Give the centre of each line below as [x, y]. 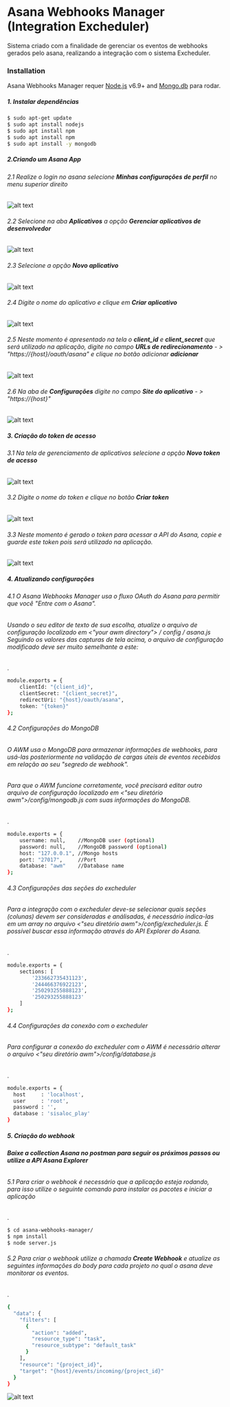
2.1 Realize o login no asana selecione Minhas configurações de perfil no [112, 177]
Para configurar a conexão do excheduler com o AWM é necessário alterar [114, 1047]
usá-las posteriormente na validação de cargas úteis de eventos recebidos [114, 757]
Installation [26, 71]
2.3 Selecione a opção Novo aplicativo [63, 265]
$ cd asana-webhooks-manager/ [50, 1230]
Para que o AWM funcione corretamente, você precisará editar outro [105, 786]
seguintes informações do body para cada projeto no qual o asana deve [110, 1266]
